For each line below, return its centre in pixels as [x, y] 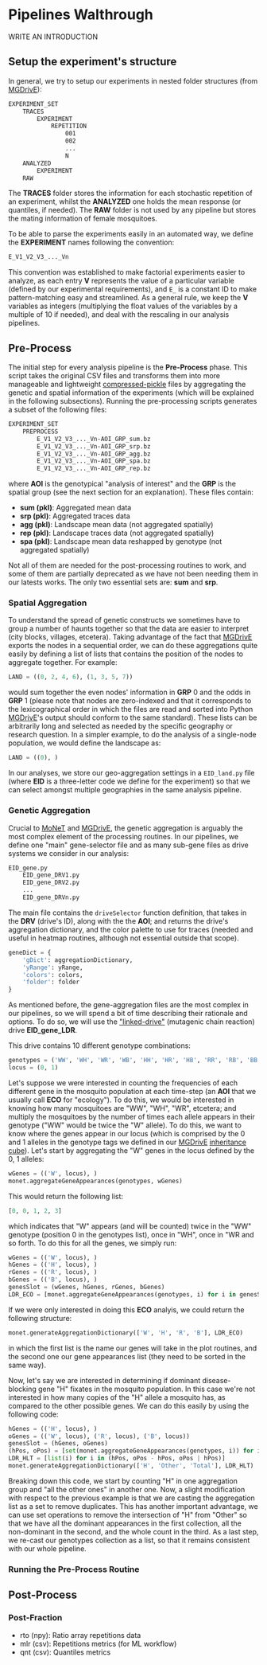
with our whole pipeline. [48, 1548]
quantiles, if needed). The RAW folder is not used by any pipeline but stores [132, 210]
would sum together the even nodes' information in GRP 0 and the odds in [130, 692]
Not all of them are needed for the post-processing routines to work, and [127, 565]
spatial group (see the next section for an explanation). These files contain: [131, 492]
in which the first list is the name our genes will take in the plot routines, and [133, 1348]
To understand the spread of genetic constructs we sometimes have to [124, 620]
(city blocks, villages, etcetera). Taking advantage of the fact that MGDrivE [130, 637]
